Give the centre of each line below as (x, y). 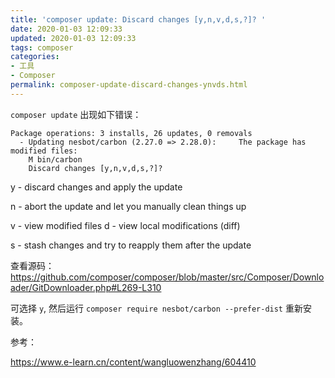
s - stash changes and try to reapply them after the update (131, 245)
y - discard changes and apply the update (96, 187)
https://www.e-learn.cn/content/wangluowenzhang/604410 (133, 362)
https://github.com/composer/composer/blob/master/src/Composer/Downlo (167, 277)
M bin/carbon (55, 159)
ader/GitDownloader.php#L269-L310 (86, 287)
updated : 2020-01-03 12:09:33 (73, 38)
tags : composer (42, 47)
